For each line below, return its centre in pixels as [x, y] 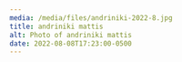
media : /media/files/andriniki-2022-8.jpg [91, 18]
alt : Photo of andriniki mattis [71, 35]
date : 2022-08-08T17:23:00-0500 [71, 43]
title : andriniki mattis [56, 26]
